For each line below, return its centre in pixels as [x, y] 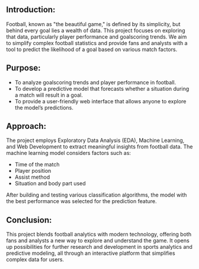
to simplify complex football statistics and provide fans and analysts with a [97, 43]
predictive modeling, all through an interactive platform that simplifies [91, 253]
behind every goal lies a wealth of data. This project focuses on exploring [96, 30]
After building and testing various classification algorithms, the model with [97, 195]
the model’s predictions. [44, 107]
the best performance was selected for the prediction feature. [81, 201]
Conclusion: [29, 220]
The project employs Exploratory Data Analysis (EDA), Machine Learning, [95, 140]
